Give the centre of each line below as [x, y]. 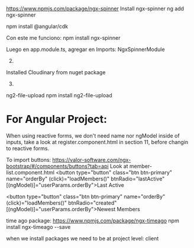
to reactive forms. [28, 148]
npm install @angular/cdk [37, 26]
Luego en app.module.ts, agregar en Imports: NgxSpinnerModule [85, 49]
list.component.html [30, 172]
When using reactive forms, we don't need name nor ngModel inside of [93, 135]
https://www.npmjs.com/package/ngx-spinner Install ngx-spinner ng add [95, 9]
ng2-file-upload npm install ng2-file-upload [59, 95]
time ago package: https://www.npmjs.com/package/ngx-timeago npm [93, 220]
